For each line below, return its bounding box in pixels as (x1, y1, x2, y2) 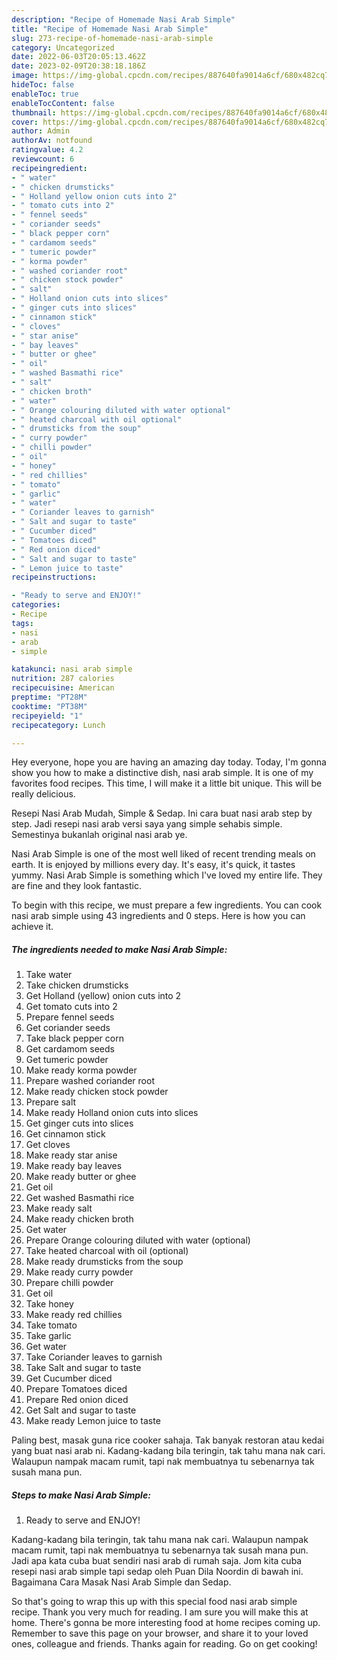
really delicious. (11, 788, 76, 800)
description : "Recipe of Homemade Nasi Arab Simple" (11, 14, 236, 25)
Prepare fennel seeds (25, 1011, 115, 1023)
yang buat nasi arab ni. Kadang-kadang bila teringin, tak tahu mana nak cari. (11, 1445, 326, 1457)
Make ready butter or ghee (25, 1171, 137, 1183)
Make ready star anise (25, 1149, 118, 1161)
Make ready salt (25, 1202, 93, 1215)
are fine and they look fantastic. (11, 880, 142, 892)
